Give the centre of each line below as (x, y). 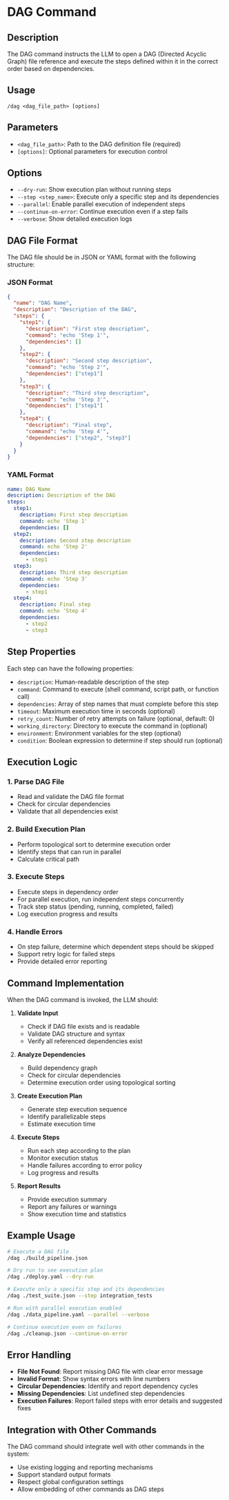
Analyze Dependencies (51, 1054)
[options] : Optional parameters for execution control (92, 151)
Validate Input (38, 1013)
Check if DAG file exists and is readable (83, 1026)
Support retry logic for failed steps (66, 954)
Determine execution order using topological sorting (101, 1082)
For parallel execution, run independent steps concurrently (100, 899)
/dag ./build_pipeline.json (48, 1258)
